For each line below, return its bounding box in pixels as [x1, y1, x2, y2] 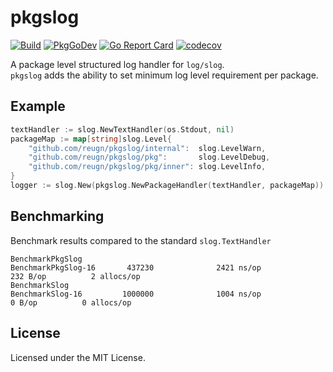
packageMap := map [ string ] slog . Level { [10, 134, 172, 144]
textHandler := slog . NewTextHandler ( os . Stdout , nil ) [10, 124, 235, 135]
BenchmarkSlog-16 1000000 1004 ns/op [10, 289, 262, 299]
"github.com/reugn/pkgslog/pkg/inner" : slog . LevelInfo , [28, 162, 267, 172]
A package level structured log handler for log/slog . [10, 58, 225, 70]
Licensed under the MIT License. [10, 351, 146, 363]
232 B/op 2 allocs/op [10, 271, 141, 281]
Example [10, 98, 66, 115]
